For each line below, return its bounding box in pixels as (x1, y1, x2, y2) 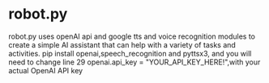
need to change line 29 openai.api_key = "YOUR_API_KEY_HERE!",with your (8, 57, 261, 67)
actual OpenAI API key (8, 65, 83, 75)
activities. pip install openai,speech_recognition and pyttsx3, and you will (8, 48, 252, 58)
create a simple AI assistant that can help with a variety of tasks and (8, 39, 237, 49)
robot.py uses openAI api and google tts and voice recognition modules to (8, 31, 255, 41)
